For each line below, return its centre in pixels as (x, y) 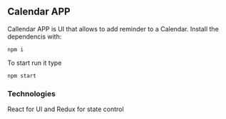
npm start (22, 76)
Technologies (31, 93)
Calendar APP (39, 12)
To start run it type (35, 63)
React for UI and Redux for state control (66, 109)
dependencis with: (35, 36)
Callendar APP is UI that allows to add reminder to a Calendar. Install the (113, 29)
